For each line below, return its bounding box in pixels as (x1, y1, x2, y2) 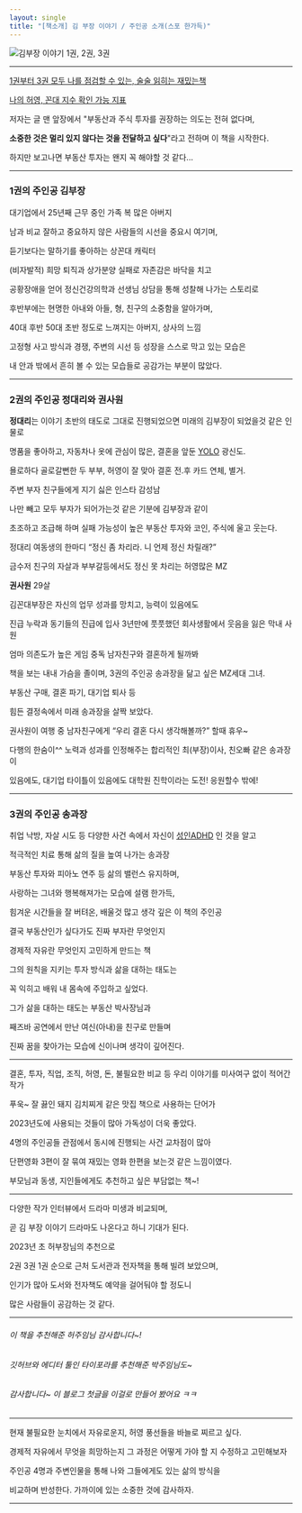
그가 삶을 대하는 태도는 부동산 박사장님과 (9, 1002, 151, 1014)
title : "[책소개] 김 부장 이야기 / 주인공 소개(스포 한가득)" (9, 22, 211, 31)
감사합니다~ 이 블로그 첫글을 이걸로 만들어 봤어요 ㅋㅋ (9, 1389, 198, 1399)
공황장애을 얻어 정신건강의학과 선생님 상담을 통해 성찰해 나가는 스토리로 (9, 283, 259, 294)
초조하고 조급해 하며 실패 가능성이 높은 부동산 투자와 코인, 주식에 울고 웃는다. (9, 523, 278, 533)
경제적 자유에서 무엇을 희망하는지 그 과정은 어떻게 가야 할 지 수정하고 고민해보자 (9, 1445, 288, 1456)
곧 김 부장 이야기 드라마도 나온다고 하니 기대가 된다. (9, 1222, 189, 1233)
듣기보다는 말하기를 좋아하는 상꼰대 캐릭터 (9, 245, 156, 256)
